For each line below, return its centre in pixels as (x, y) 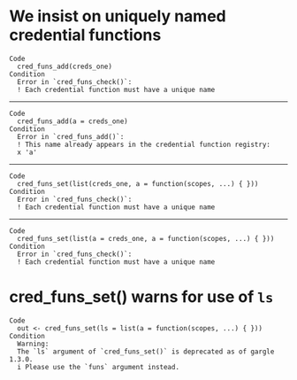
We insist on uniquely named (118, 16)
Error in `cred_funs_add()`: (71, 136)
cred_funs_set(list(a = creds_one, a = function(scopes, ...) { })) (146, 238)
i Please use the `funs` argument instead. (98, 367)
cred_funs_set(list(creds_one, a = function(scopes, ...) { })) (138, 183)
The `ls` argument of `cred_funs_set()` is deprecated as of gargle (146, 352)
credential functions (85, 35)
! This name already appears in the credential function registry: (144, 144)
